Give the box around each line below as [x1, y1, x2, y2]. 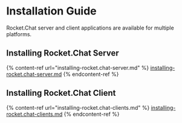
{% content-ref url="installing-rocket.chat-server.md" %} [6, 64, 149, 71]
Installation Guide [6, 4, 97, 18]
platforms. [6, 30, 32, 37]
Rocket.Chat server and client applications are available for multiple [6, 24, 174, 31]
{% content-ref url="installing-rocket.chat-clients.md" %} [6, 104, 150, 111]
